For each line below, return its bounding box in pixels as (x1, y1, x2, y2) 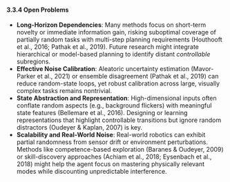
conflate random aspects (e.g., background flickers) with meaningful (16, 101, 212, 110)
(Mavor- (191, 65, 214, 73)
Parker (16, 72, 36, 81)
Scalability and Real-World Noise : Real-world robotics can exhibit (16, 131, 206, 139)
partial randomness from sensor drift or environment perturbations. (16, 138, 209, 146)
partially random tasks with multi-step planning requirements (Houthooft (16, 35, 222, 44)
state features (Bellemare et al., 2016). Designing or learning (16, 109, 188, 117)
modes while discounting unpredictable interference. (16, 168, 167, 176)
